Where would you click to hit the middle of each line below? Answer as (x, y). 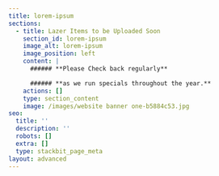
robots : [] (34, 136)
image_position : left (59, 54)
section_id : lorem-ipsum (65, 39)
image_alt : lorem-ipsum (63, 46)
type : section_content (61, 98)
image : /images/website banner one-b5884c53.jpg (106, 106)
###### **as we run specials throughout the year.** (120, 83)
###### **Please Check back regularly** (99, 69)
